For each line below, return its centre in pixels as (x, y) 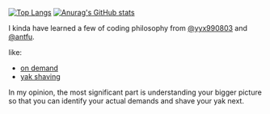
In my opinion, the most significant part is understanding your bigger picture (135, 92)
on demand (39, 68)
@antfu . (21, 37)
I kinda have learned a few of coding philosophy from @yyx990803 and (128, 28)
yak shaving (40, 76)
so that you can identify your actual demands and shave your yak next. (127, 101)
